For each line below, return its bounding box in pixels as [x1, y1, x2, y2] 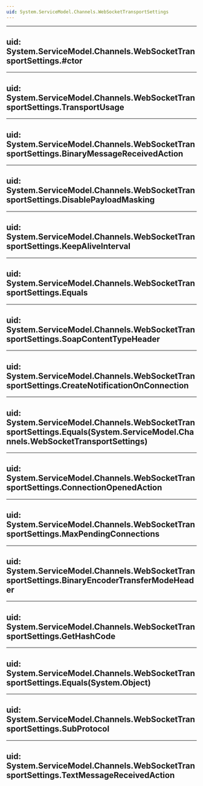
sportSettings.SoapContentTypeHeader [6, 333, 160, 344]
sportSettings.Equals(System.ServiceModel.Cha [6, 427, 195, 437]
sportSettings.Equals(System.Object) [6, 677, 151, 688]
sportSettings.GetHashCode [6, 631, 116, 641]
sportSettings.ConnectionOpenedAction [6, 483, 163, 493]
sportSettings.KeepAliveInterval [6, 241, 131, 251]
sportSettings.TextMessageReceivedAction [6, 770, 175, 781]
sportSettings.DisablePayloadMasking [6, 195, 155, 205]
